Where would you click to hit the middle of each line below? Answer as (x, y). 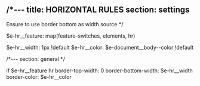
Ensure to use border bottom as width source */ (65, 24)
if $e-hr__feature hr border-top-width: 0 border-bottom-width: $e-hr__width (99, 70)
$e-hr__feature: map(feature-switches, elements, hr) (71, 36)
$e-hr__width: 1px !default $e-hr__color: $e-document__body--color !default (100, 47)
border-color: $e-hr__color (39, 76)
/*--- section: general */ (36, 59)
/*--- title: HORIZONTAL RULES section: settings (98, 10)
